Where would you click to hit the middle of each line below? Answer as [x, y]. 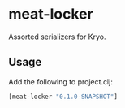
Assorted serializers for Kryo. [58, 37]
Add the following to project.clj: [61, 81]
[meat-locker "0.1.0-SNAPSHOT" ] [63, 97]
